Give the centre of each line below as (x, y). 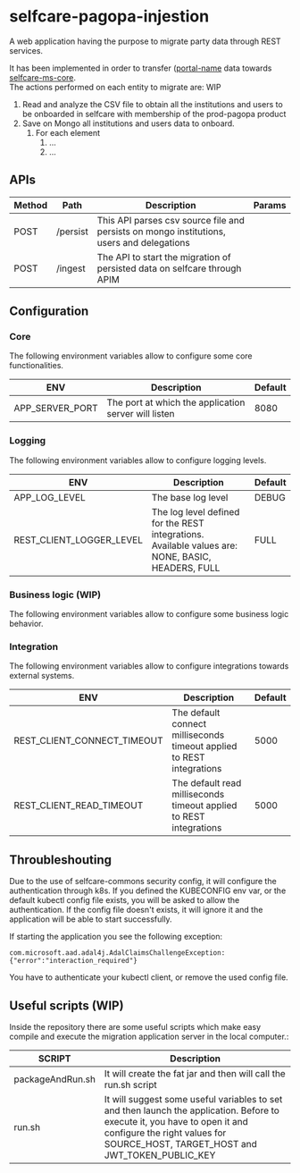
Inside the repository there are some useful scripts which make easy (135, 1026)
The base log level (190, 497)
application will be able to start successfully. (91, 919)
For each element (68, 132)
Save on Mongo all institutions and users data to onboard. (128, 123)
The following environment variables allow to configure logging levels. (138, 460)
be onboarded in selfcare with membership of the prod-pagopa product (154, 114)
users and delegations (143, 242)
